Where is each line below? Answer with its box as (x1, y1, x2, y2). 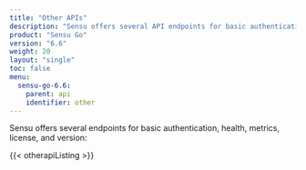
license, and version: (9, 133, 87, 144)
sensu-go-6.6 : (17, 81, 71, 90)
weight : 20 (9, 47, 51, 56)
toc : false (9, 65, 51, 74)
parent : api (25, 89, 71, 98)
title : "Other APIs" (9, 13, 88, 23)
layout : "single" (9, 55, 76, 65)
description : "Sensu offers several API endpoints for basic (9, 22, 247, 31)
